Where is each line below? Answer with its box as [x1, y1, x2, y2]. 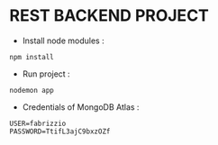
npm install [9, 52, 54, 61]
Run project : [22, 68, 70, 79]
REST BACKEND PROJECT [9, 5, 210, 26]
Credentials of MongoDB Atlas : [22, 101, 140, 113]
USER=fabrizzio [9, 119, 67, 128]
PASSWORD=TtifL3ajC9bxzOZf [9, 127, 111, 136]
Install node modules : [22, 35, 105, 46]
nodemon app [9, 86, 54, 95]
